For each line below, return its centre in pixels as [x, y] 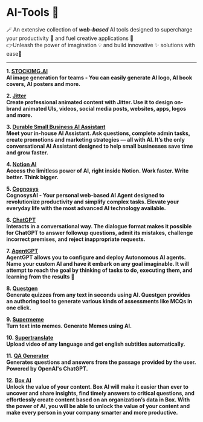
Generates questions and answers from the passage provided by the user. [101, 362]
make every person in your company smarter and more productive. [92, 412]
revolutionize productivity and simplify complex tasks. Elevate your [93, 202]
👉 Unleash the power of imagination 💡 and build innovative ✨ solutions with [101, 45]
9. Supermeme [25, 319]
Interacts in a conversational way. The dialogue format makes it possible [99, 226]
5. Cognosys [23, 189]
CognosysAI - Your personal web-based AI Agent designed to [85, 195]
